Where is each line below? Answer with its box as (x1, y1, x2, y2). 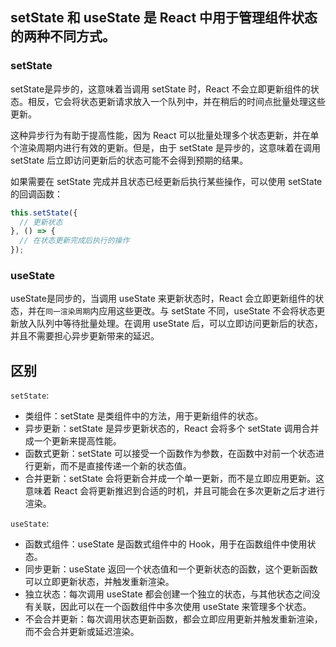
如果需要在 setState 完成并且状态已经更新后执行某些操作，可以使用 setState (10, 175, 323, 187)
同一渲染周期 (45, 307, 91, 317)
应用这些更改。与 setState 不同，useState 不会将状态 (98, 305, 317, 317)
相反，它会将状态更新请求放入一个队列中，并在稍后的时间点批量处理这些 (27, 95, 326, 107)
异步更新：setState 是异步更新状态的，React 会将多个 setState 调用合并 (24, 423, 320, 435)
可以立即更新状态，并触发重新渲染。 (24, 576, 175, 588)
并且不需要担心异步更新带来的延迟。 (10, 330, 160, 342)
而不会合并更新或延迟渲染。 (24, 626, 140, 638)
